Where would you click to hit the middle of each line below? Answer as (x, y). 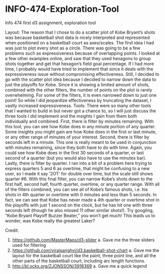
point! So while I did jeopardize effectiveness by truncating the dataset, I (78, 100)
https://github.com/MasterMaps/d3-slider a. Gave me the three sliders (83, 240)
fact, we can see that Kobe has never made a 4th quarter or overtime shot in (82, 200)
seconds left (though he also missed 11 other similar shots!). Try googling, (79, 210)
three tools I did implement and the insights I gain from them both (71, 116)
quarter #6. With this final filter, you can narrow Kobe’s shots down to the (79, 179)
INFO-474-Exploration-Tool (62, 9)
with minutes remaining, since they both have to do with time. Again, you (79, 147)
